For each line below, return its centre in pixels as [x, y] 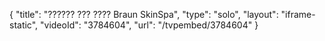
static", [24, 25]
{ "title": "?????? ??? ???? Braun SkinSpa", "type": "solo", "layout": [144, 14]
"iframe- [298, 14]
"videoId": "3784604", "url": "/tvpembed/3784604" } [149, 25]
